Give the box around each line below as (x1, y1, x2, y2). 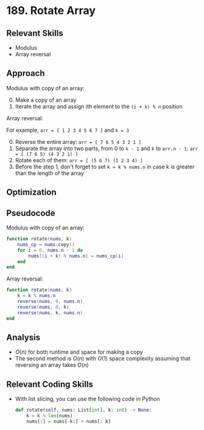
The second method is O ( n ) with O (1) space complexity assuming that (15, 355, 191, 362)
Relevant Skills (6, 28, 63, 38)
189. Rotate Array (6, 4, 96, 18)
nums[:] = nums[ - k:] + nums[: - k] (26, 418, 111, 425)
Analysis (6, 332, 41, 342)
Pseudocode (6, 208, 56, 218)
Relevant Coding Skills (6, 379, 93, 389)
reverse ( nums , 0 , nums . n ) (17, 298, 83, 305)
